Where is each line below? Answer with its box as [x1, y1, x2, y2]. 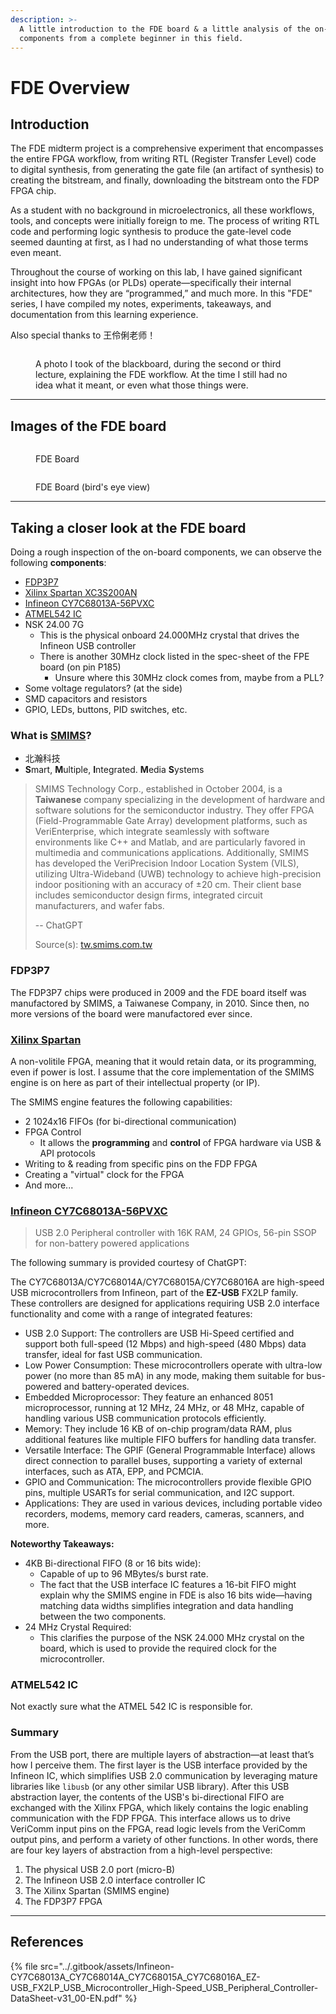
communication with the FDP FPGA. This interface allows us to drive [10, 1812, 292, 1824]
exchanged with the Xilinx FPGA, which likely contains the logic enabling [10, 1801, 309, 1813]
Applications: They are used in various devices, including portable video [24, 1497, 323, 1510]
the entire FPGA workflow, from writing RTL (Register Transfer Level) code [10, 153, 317, 165]
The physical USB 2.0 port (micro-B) [24, 1863, 176, 1875]
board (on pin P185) [39, 661, 122, 673]
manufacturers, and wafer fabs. [34, 900, 165, 912]
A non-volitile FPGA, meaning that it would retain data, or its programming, [10, 1055, 317, 1067]
